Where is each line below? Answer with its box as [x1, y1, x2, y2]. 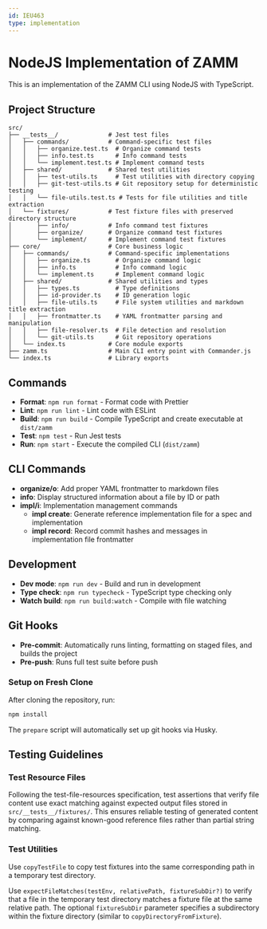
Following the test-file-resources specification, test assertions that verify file [8, 790, 260, 800]
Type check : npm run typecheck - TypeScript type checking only [19, 587, 233, 596]
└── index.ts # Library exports [8, 354, 170, 363]
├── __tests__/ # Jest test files [8, 131, 170, 140]
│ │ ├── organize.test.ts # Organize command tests [8, 145, 202, 153]
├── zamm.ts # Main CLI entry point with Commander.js [8, 348, 251, 356]
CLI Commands [8, 463, 86, 476]
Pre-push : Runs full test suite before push [19, 657, 158, 667]
